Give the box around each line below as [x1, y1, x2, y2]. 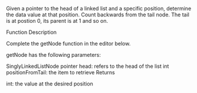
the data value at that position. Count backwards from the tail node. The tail [6, 11, 190, 18]
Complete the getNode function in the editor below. [6, 40, 131, 47]
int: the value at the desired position [6, 80, 93, 87]
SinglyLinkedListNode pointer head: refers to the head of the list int [6, 63, 169, 70]
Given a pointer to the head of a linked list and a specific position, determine [6, 5, 192, 12]
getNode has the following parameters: [6, 51, 101, 58]
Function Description [6, 29, 57, 36]
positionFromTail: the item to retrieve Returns [6, 69, 115, 75]
